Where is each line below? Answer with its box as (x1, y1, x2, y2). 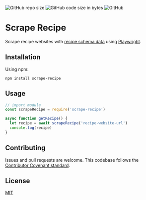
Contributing (5, 144, 46, 152)
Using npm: (5, 66, 29, 72)
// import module (5, 102, 41, 107)
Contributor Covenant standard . (5, 162, 71, 168)
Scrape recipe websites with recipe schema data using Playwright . (5, 38, 142, 44)
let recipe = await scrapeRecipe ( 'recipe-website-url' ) (9, 121, 128, 126)
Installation (5, 53, 41, 62)
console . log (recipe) (9, 125, 52, 130)
